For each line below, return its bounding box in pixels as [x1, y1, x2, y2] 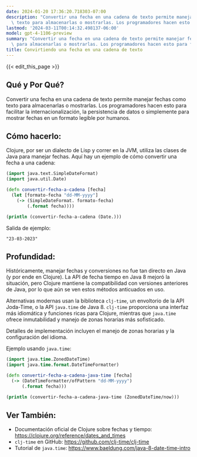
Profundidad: [6, 251, 56, 261]
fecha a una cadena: [6, 159, 56, 166]
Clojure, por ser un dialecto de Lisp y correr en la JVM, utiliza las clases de [6, 147, 187, 154]
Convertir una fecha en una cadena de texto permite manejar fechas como [6, 95, 186, 103]
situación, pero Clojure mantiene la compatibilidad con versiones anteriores [6, 280, 189, 287]
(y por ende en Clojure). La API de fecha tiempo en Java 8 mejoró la [6, 274, 170, 281]
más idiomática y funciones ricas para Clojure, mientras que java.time [6, 310, 176, 317]
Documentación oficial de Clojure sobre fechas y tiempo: [14, 426, 152, 433]
